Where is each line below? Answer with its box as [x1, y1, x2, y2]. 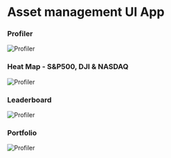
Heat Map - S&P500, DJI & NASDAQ [7, 62, 129, 71]
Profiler [7, 29, 33, 39]
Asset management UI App [7, 4, 165, 20]
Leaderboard [7, 95, 52, 105]
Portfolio [7, 128, 37, 137]
